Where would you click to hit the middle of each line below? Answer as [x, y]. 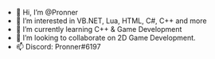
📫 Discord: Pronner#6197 [58, 47]
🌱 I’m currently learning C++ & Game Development [99, 29]
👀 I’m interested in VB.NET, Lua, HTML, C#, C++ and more [111, 21]
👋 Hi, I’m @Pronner [47, 12]
